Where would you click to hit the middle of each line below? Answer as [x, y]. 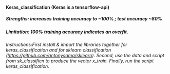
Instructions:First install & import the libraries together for [67, 44]
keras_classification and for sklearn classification [59, 50]
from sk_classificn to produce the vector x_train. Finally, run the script [80, 61]
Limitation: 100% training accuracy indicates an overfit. [67, 32]
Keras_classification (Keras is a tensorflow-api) [58, 7]
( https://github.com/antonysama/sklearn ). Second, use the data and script [85, 55]
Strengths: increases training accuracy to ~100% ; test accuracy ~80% [84, 19]
